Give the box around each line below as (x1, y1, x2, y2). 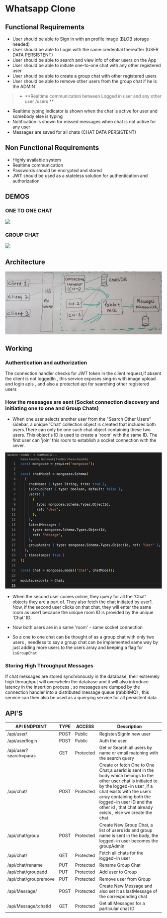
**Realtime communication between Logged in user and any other (24, 93, 162, 99)
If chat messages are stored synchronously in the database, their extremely (5, 673, 160, 679)
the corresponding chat (99, 893, 148, 899)
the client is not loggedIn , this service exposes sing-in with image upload (5, 376, 156, 382)
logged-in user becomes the (99, 837, 158, 843)
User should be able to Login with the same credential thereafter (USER (12, 47, 159, 52)
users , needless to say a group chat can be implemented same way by (12, 639, 158, 645)
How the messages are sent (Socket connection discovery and (5, 399, 160, 405)
